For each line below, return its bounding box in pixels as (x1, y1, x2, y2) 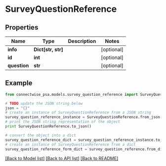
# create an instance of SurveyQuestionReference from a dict (5, 142, 136, 147)
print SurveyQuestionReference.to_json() (5, 124, 92, 129)
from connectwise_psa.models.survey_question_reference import (5, 92, 138, 97)
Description (68, 38, 96, 44)
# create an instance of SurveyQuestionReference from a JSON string (5, 110, 152, 115)
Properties (5, 23, 39, 32)
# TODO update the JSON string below (5, 101, 83, 106)
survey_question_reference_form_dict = (5, 147, 87, 152)
